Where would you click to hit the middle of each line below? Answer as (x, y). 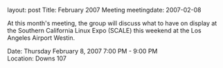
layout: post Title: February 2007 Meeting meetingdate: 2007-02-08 (104, 10)
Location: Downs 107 (37, 58)
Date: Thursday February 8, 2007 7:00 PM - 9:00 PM (82, 51)
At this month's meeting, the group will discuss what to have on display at (112, 23)
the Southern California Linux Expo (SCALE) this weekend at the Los (105, 31)
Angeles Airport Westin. (41, 38)
